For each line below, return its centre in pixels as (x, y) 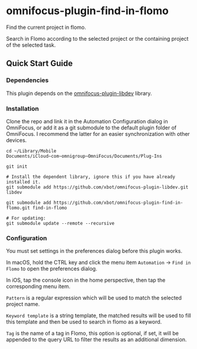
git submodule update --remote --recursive (60, 223)
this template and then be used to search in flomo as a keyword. (84, 322)
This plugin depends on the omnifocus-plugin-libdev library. (79, 93)
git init (17, 167)
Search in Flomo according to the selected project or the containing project (97, 38)
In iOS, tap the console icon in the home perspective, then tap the (86, 280)
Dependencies (27, 80)
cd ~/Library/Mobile (32, 151)
